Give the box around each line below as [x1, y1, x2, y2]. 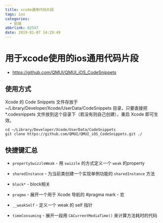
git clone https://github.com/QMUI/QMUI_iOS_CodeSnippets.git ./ [5, 131, 142, 136]
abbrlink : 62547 [5, 26, 39, 31]
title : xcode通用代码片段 [5, 7, 54, 12]
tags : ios [5, 12, 26, 17]
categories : [5, 16, 30, 21]
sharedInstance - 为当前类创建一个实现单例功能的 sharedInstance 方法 [12, 170, 155, 176]
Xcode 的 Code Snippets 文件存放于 [5, 99, 78, 105]
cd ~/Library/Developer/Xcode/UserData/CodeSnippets [5, 127, 116, 132]
